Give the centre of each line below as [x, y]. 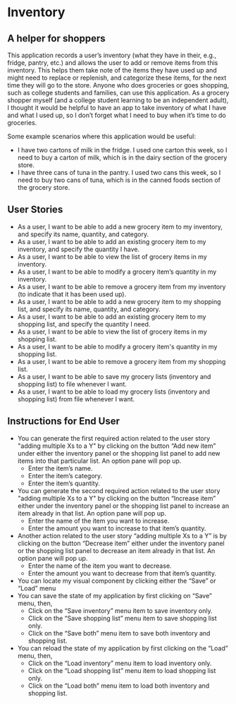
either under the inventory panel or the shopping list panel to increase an [123, 506]
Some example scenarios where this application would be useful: [101, 136]
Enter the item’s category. [65, 475]
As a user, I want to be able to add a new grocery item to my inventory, [120, 226]
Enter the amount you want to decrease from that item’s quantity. [122, 573]
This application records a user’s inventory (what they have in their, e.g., [112, 55]
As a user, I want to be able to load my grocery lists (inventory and [113, 392]
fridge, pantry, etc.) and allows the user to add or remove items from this [113, 63]
